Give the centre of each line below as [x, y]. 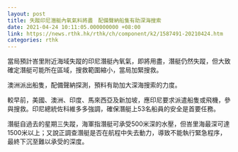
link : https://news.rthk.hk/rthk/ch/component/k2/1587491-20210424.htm [115, 34]
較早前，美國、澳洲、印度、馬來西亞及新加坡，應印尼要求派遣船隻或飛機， [116, 100]
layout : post [27, 14]
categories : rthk [33, 40]
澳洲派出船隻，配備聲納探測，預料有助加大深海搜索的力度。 [94, 85]
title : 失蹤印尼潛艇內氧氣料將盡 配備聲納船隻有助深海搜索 [84, 21]
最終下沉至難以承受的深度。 [48, 141]
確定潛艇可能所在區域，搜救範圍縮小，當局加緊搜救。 [85, 70]
